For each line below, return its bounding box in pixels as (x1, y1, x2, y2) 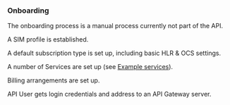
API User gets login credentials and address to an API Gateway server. (7, 90, 212, 99)
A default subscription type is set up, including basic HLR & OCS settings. (7, 49, 221, 58)
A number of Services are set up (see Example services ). (7, 63, 174, 71)
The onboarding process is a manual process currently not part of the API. (7, 22, 224, 30)
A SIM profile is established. (7, 35, 89, 44)
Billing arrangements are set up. (7, 76, 100, 85)
